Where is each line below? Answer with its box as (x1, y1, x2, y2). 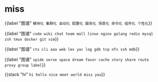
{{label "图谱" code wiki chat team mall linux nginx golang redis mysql (4, 30, 154, 36)
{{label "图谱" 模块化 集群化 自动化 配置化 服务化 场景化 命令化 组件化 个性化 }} (4, 20, 153, 26)
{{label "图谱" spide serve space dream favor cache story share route (4, 56, 149, 62)
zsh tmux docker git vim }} (4, 36, 59, 42)
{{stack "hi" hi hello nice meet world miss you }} (4, 71, 106, 77)
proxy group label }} (4, 62, 46, 68)
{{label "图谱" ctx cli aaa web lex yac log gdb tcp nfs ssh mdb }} (4, 46, 140, 52)
